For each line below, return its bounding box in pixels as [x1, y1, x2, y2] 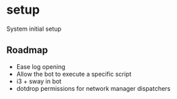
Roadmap [6, 44, 49, 56]
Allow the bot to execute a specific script [16, 70, 132, 78]
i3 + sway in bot [16, 77, 62, 85]
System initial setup [6, 25, 62, 33]
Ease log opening [16, 62, 66, 70]
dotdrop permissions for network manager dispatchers [16, 84, 171, 92]
